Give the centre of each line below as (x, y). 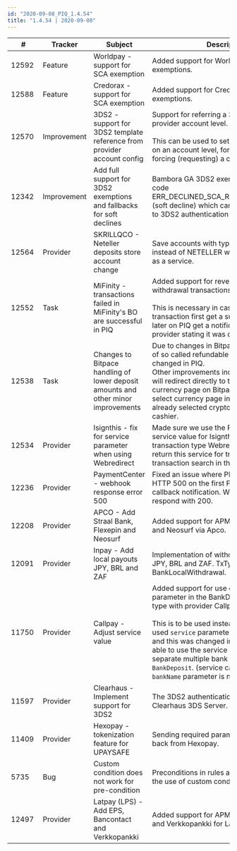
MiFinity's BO (116, 312)
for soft (105, 214)
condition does (118, 772)
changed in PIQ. (178, 363)
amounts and (115, 390)
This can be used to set (191, 140)
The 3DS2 (169, 696)
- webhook (112, 483)
